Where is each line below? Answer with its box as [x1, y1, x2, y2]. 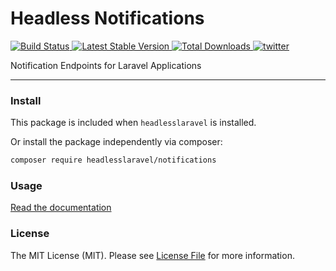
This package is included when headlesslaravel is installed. [10, 117, 257, 129]
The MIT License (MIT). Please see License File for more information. [10, 249, 295, 261]
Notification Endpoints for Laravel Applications [10, 59, 202, 71]
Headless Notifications [10, 7, 205, 30]
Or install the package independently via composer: [10, 136, 223, 148]
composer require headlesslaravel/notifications [10, 155, 217, 166]
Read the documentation [10, 202, 112, 214]
